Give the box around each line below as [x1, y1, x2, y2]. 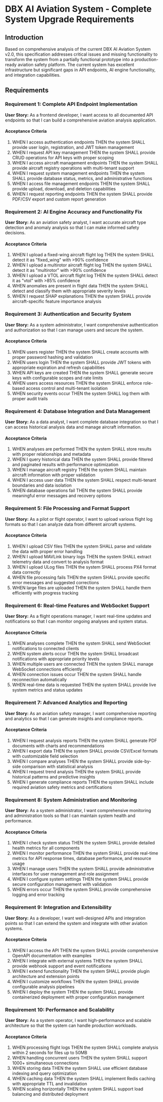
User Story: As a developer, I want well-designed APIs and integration [5, 915, 146, 921]
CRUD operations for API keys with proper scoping [12, 155, 114, 161]
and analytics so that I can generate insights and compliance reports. [5, 715, 144, 721]
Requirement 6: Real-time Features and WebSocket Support [5, 602, 150, 609]
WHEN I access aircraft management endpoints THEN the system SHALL [12, 160, 159, 165]
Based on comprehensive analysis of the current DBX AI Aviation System [5, 46, 151, 52]
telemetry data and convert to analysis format [12, 559, 104, 565]
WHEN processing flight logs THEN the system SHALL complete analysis [12, 1044, 159, 1050]
